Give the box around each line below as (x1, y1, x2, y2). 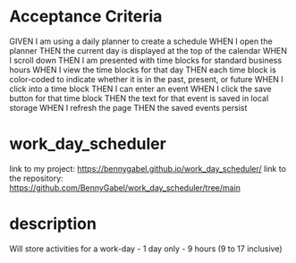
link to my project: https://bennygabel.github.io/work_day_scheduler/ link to (9, 163, 286, 174)
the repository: (9, 173, 64, 183)
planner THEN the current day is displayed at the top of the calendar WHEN (9, 45, 288, 55)
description (9, 214, 97, 234)
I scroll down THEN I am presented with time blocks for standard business (9, 55, 283, 65)
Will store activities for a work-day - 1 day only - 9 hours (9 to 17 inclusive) (9, 243, 283, 254)
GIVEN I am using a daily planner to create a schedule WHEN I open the (9, 36, 273, 47)
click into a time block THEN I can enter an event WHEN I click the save (9, 83, 272, 94)
